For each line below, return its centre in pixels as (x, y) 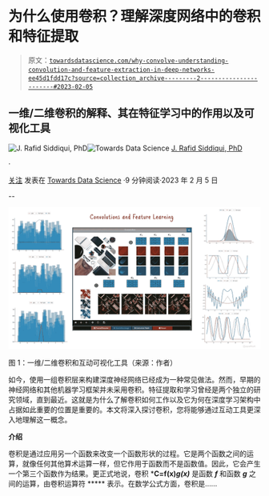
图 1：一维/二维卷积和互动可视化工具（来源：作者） (93, 363)
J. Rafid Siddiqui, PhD (207, 148)
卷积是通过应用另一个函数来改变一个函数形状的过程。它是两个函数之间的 (127, 454)
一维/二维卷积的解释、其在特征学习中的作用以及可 (131, 113)
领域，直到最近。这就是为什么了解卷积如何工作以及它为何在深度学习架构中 (138, 400)
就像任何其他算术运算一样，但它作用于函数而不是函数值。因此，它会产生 (141, 464)
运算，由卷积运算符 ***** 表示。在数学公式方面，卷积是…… (120, 484)
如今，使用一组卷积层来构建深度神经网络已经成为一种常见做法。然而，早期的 (134, 380)
